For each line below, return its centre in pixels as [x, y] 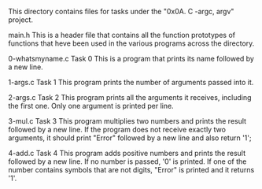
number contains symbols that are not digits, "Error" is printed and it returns [131, 170]
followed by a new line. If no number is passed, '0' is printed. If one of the [127, 161]
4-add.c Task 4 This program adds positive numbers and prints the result [127, 153]
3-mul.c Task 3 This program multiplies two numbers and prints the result [127, 121]
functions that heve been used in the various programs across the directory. [131, 43]
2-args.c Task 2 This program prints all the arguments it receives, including [130, 97]
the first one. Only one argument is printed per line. [91, 106]
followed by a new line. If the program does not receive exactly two [117, 130]
